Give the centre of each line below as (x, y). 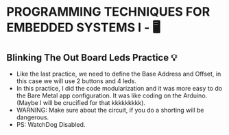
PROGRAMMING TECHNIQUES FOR (108, 12)
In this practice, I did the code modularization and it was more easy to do (119, 88)
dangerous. (33, 117)
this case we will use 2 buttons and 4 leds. (76, 81)
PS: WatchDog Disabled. (51, 124)
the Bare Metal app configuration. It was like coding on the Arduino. (112, 95)
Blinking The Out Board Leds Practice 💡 (92, 58)
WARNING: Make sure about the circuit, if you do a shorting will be (110, 110)
